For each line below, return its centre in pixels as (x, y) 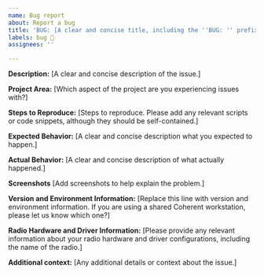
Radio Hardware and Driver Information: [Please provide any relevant (122, 231)
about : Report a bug (42, 23)
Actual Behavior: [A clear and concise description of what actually (116, 160)
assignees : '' (31, 45)
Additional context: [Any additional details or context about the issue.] (123, 262)
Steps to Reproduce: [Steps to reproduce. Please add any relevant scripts (128, 113)
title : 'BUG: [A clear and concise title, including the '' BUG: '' (121, 30)
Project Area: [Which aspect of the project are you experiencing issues (124, 89)
